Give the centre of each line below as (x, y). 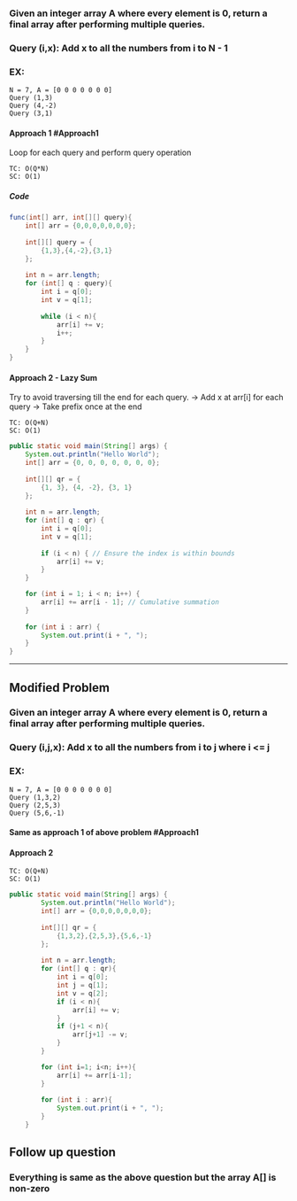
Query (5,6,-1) (37, 813)
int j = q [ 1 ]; (82, 986)
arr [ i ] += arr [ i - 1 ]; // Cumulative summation (130, 602)
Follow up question (63, 1153)
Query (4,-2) (33, 106)
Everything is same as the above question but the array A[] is (143, 1178)
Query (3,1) (31, 113)
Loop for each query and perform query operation (100, 152)
